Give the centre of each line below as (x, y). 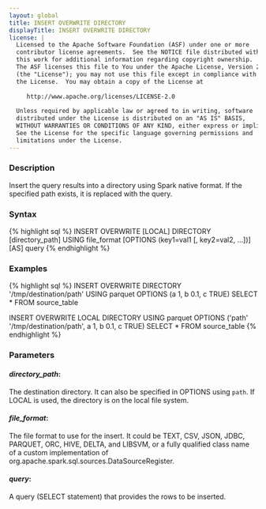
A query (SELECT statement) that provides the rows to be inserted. (118, 496)
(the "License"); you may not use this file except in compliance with (137, 74)
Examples (28, 269)
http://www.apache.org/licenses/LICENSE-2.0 (101, 96)
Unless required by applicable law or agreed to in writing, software (135, 111)
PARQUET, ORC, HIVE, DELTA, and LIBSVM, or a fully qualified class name (129, 444)
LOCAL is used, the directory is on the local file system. (99, 400)
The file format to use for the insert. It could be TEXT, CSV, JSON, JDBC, (127, 435)
